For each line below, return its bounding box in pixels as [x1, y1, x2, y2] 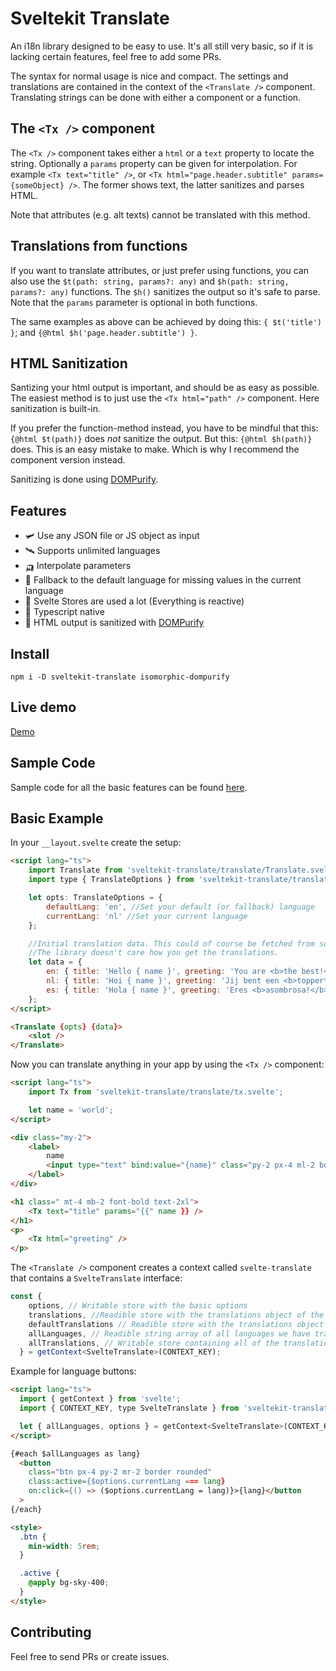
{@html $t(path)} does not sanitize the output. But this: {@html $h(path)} [10, 433, 313, 445]
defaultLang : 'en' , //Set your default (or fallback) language [46, 902, 315, 912]
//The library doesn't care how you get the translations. [28, 948, 280, 958]
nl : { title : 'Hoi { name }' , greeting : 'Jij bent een [46, 976, 280, 986]
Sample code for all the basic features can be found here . [10, 781, 248, 793]
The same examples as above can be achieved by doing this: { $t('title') [10, 315, 323, 327]
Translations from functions [10, 238, 188, 255]
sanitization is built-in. [10, 403, 102, 415]
